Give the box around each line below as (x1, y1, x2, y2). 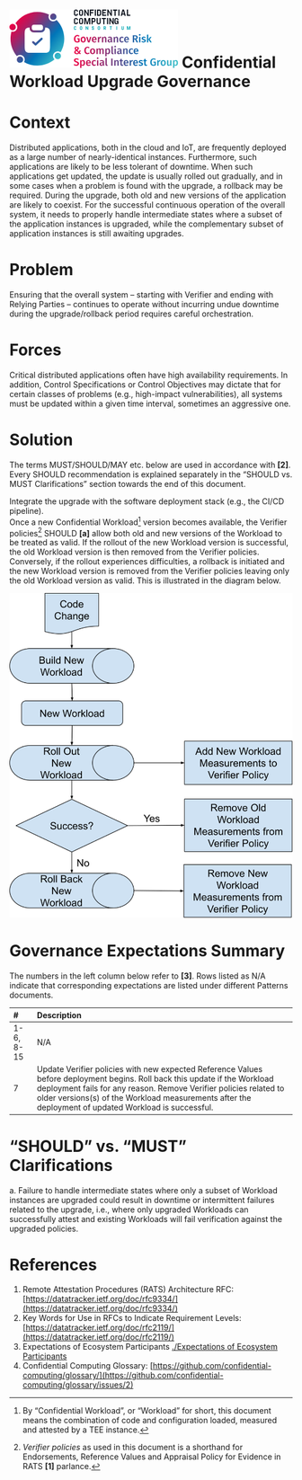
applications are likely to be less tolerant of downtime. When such (9, 162, 253, 173)
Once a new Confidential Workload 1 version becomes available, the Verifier (9, 515, 288, 527)
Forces (9, 340, 62, 360)
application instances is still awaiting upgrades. (9, 228, 184, 239)
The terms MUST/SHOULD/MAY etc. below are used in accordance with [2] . (9, 459, 291, 470)
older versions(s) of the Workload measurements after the (37, 1093, 252, 1103)
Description (37, 1009, 83, 1020)
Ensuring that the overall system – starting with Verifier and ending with (9, 289, 274, 300)
